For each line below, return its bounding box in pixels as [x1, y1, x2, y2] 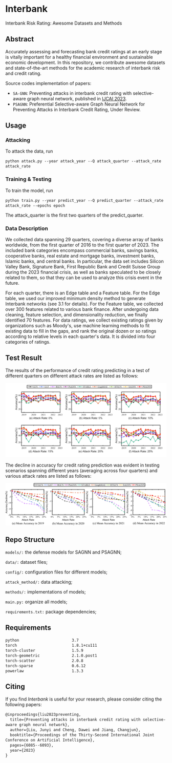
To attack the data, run [5, 148, 53, 154]
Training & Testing [5, 176, 52, 183]
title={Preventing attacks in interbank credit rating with [10, 717, 141, 722]
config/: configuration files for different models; [5, 569, 107, 575]
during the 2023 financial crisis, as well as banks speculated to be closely [5, 269, 161, 275]
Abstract [5, 35, 34, 44]
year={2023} [10, 748, 36, 753]
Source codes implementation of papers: [5, 80, 92, 86]
